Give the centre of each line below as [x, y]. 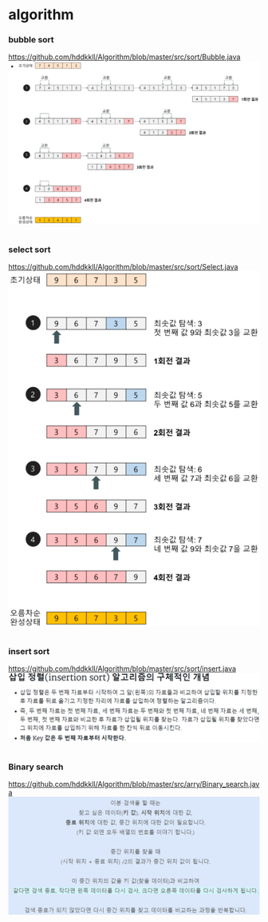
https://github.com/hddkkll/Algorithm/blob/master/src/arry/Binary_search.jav [134, 784]
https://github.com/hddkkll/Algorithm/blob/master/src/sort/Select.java [123, 267]
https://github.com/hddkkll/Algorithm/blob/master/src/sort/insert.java [122, 669]
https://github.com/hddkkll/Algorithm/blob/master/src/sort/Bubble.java [124, 57]
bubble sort [31, 40]
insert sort [29, 651]
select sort [30, 249]
